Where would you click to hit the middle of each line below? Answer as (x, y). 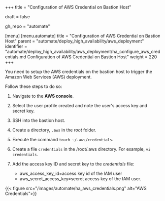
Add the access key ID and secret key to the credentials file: (73, 164)
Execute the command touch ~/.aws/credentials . (63, 140)
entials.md (16, 57)
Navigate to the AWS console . (43, 96)
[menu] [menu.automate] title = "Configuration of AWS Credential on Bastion (83, 36)
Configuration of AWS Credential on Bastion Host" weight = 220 (92, 57)
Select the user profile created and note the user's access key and (80, 105)
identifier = (16, 46)
